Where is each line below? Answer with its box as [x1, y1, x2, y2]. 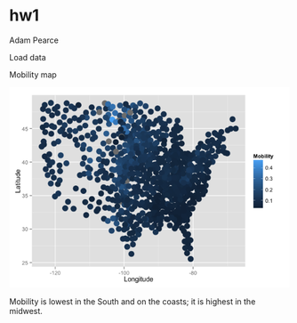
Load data [9, 52, 46, 62]
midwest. [9, 305, 43, 316]
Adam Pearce [9, 35, 60, 45]
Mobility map [9, 69, 58, 80]
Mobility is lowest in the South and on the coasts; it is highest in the [9, 295, 256, 307]
